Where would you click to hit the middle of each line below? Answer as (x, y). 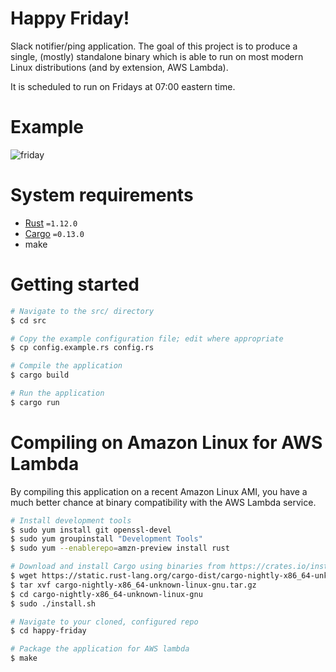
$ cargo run (35, 402)
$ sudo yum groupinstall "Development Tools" (106, 539)
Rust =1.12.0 (51, 223)
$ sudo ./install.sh (53, 603)
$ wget (24, 576)
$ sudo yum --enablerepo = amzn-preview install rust (120, 548)
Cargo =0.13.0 (54, 233)
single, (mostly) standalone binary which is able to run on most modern (157, 56)
